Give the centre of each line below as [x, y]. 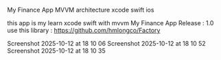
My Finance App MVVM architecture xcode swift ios [81, 10]
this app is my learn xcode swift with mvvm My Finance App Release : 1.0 [110, 23]
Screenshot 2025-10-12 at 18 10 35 [57, 51]
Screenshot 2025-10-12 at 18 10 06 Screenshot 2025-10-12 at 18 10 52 [106, 43]
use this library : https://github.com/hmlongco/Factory [84, 30]
